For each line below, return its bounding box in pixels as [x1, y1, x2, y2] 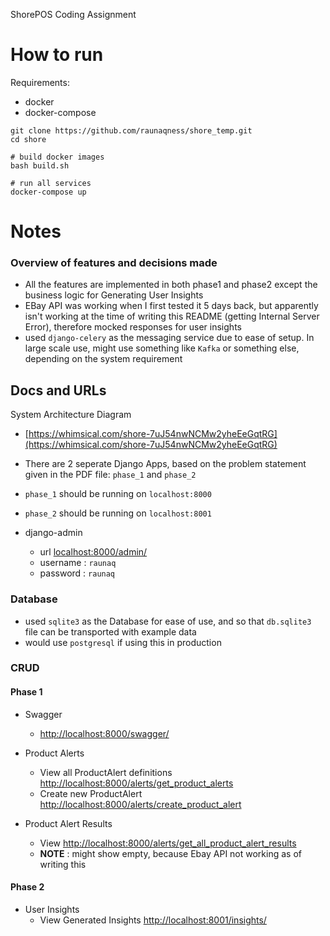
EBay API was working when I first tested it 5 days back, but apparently [24, 300, 319, 312]
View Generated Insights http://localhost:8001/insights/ [39, 914, 267, 926]
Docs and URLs [10, 382, 107, 399]
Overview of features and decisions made [10, 256, 218, 270]
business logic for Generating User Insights [24, 289, 204, 301]
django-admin [24, 527, 83, 539]
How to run [10, 44, 104, 66]
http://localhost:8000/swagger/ [39, 727, 170, 739]
